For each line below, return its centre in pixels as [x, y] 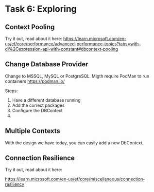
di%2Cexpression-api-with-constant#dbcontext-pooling [61, 49]
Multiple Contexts [33, 131]
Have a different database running [46, 100]
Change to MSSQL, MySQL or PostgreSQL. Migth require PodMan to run [77, 76]
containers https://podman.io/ [35, 81]
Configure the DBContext [37, 110]
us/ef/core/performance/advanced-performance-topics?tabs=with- [73, 44]
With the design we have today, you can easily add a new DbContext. [74, 143]
